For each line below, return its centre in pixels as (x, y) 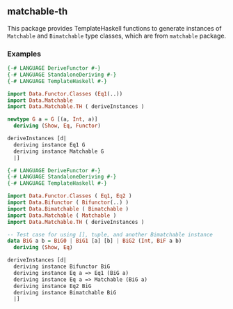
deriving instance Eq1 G (49, 145)
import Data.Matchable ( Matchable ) (62, 216)
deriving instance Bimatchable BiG (65, 292)
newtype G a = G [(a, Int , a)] (53, 119)
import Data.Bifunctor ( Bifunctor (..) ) (68, 203)
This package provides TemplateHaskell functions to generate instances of (114, 28)
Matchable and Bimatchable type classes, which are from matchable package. (117, 36)
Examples (24, 54)
